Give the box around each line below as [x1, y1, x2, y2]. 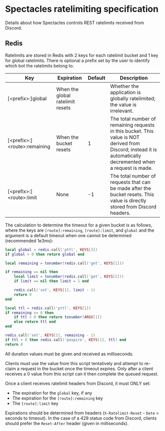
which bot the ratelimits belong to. [5, 62, 74, 68]
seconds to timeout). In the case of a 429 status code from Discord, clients [5, 415, 157, 421]
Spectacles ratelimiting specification [5, 3, 159, 15]
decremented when [110, 158, 156, 165]
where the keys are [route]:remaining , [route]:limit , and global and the [5, 227, 155, 233]
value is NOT [110, 134, 140, 141]
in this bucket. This [110, 127, 154, 134]
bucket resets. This [110, 191, 155, 198]
